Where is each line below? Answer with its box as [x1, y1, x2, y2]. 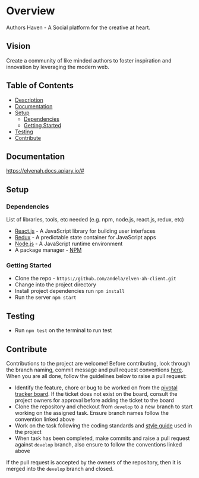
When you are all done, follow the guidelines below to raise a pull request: [6, 372, 187, 379]
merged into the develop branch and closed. [6, 465, 114, 472]
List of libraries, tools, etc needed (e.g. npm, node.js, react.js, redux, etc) [6, 216, 184, 223]
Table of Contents [6, 80, 74, 90]
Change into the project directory [14, 281, 96, 288]
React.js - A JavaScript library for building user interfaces [14, 227, 156, 235]
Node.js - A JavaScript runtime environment [14, 240, 123, 248]
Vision [6, 41, 31, 51]
